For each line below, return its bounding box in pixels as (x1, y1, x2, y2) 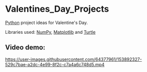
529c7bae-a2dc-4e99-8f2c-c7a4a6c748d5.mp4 (5, 61, 105, 67)
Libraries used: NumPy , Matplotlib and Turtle (5, 29, 96, 35)
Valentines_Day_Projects (5, 3, 110, 15)
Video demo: (5, 43, 45, 52)
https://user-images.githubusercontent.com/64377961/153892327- (5, 56, 142, 62)
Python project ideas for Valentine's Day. (5, 20, 88, 25)
